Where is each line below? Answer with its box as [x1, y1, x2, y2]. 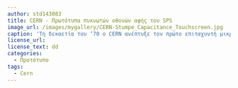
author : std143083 [7, 10, 62, 18]
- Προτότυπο [13, 57, 50, 64]
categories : [7, 50, 42, 57]
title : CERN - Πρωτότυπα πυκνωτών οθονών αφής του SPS [7, 17, 173, 24]
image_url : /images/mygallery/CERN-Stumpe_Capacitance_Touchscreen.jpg [7, 23, 223, 31]
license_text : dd [7, 43, 59, 50]
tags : [7, 63, 23, 70]
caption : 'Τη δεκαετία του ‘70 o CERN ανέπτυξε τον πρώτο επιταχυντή [7, 30, 217, 38]
